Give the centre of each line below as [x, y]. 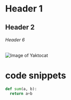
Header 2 [20, 27]
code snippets [36, 75]
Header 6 [15, 40]
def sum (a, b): [21, 89]
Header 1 [24, 9]
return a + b [21, 93]
